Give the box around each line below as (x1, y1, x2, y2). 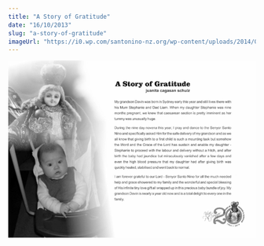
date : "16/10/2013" (8, 20, 72, 29)
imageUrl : (8, 38, 41, 46)
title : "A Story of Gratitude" (8, 13, 111, 20)
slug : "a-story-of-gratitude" (8, 29, 108, 37)
